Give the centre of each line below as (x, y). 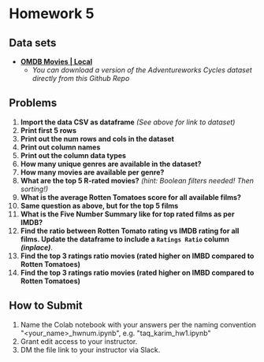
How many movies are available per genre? (92, 172)
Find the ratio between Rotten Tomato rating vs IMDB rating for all (130, 231)
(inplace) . (37, 247)
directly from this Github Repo (81, 78)
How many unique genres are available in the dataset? (111, 164)
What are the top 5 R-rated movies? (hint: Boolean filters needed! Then (137, 180)
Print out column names (60, 147)
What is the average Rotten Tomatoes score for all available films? (130, 197)
